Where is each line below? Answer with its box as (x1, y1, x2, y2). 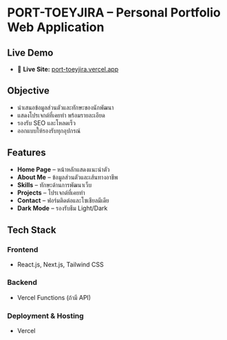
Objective (7, 85, 50, 97)
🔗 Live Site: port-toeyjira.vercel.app (17, 65, 119, 73)
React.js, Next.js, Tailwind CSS (17, 260, 105, 269)
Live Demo (7, 47, 54, 59)
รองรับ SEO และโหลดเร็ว (17, 118, 76, 127)
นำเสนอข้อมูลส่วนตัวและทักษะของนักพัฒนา (17, 103, 114, 111)
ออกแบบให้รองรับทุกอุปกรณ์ (17, 126, 81, 135)
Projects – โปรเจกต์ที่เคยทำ (17, 188, 85, 197)
